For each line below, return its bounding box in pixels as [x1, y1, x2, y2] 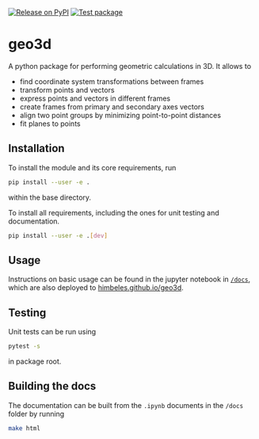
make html [8, 424, 41, 432]
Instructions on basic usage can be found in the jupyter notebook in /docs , [8, 274, 251, 284]
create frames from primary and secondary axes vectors [19, 101, 204, 111]
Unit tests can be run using [8, 327, 97, 337]
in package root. [8, 357, 62, 366]
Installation [8, 142, 65, 155]
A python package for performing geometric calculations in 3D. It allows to [8, 61, 252, 71]
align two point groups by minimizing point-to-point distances [19, 110, 222, 120]
